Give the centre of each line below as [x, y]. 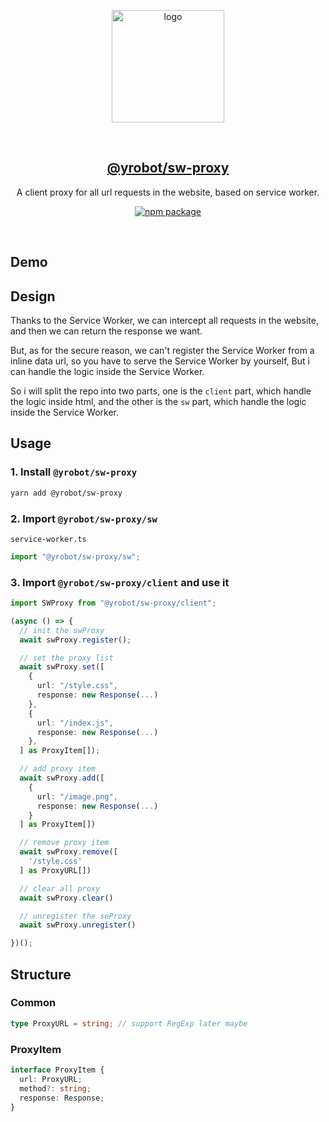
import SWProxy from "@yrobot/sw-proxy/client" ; [113, 603]
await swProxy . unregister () [78, 925]
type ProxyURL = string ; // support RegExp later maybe [129, 1023]
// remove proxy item [64, 843]
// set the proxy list [66, 658]
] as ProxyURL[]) [55, 870]
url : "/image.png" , [77, 796]
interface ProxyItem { [57, 1070]
